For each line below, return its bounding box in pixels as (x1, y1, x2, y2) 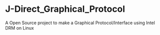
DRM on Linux (5, 25, 34, 31)
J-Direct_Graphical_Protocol (5, 3, 126, 15)
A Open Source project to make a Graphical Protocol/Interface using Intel (5, 20, 156, 26)
